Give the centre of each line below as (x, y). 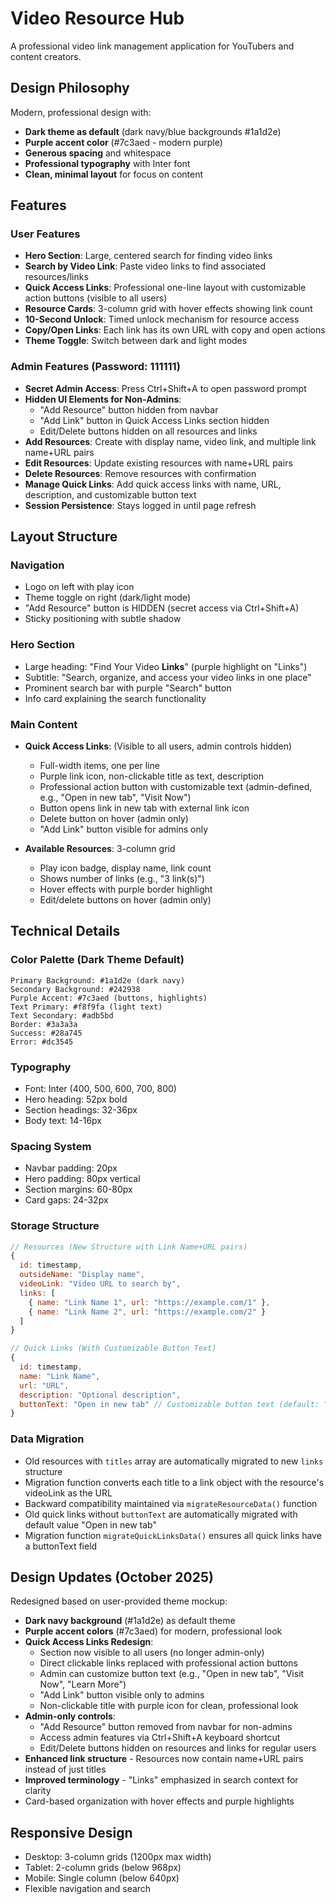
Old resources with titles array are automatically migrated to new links (174, 1461)
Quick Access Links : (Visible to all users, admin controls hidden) (158, 746)
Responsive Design (71, 1832)
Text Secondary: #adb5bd (62, 1015)
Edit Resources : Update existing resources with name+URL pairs (158, 463)
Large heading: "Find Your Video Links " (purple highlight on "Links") (166, 666)
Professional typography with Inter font (107, 163)
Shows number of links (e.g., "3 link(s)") (122, 879)
